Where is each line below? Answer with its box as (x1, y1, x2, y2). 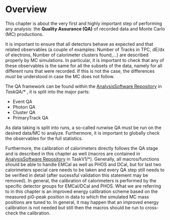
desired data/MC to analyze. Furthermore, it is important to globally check (5, 130, 160, 136)
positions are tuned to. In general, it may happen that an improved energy (5, 199, 159, 205)
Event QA (12, 98, 32, 105)
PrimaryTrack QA (12, 114, 49, 120)
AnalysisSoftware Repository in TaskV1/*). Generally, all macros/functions (5, 156, 160, 162)
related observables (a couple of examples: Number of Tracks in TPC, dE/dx (5, 46, 165, 52)
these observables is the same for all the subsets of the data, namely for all (5, 62, 162, 69)
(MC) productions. (5, 31, 44, 37)
